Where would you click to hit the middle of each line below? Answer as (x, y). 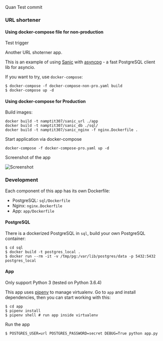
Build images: (19, 112)
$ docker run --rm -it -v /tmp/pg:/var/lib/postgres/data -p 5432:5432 (80, 256)
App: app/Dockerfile (33, 211)
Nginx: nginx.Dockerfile (37, 206)
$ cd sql (14, 247)
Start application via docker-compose (43, 139)
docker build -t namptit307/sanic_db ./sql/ (52, 126)
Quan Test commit (24, 7)
